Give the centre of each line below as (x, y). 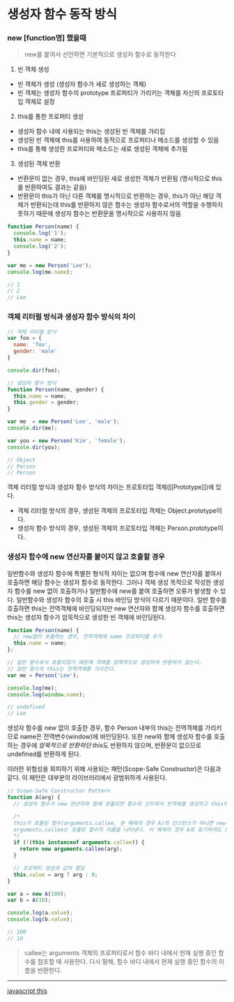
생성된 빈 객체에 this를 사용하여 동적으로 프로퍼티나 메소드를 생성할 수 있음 (118, 140)
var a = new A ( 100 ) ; (37, 894)
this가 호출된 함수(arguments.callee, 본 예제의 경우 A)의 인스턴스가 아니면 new (120, 823)
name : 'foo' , (32, 345)
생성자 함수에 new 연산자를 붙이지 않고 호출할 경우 (86, 557)
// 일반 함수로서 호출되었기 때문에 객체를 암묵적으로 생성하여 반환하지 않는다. (104, 663)
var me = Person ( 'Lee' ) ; (43, 675)
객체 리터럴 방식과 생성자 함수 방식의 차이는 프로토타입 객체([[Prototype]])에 (111, 487)
